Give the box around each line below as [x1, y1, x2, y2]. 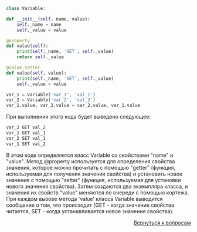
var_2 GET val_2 [6, 125, 46, 130]
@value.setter [6, 65, 41, 70]
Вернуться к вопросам [133, 219, 191, 226]
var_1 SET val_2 [6, 141, 46, 147]
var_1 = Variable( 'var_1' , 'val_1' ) [6, 92, 96, 97]
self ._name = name [16, 21, 62, 28]
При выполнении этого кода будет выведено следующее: [6, 113, 151, 120]
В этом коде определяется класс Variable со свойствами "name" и [6, 152, 174, 159]
